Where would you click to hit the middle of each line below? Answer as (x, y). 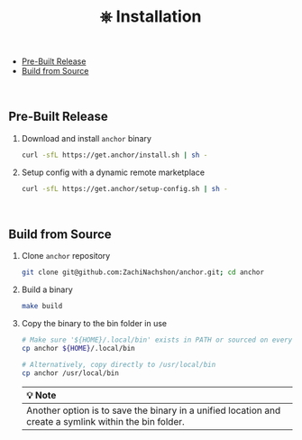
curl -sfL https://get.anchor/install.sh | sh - (114, 155)
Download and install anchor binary (87, 138)
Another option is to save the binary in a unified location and (153, 410)
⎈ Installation (151, 17)
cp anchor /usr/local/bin (70, 373)
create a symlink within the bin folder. (105, 421)
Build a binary (47, 289)
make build (42, 307)
